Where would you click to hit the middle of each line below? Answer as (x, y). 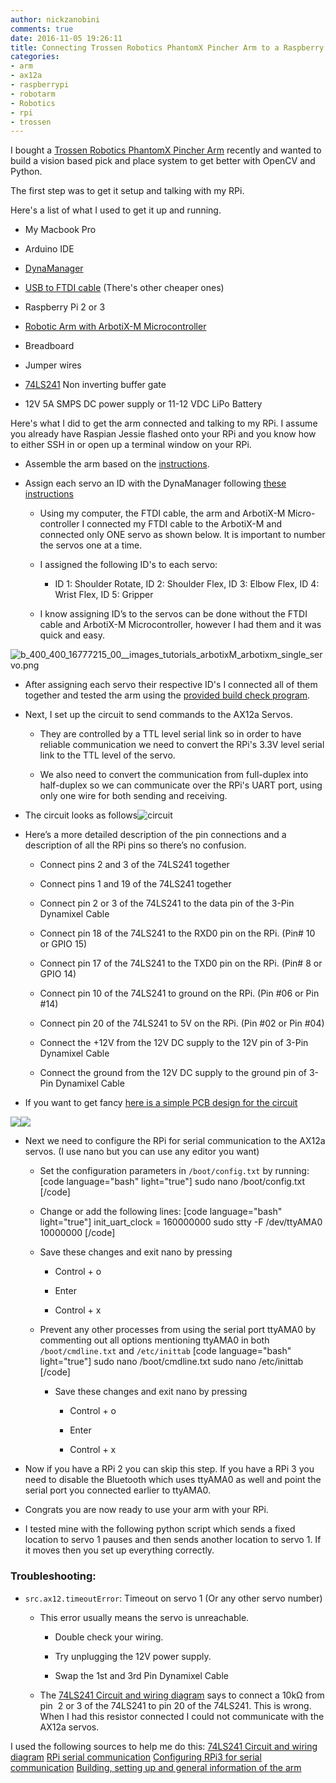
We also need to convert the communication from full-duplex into (174, 775)
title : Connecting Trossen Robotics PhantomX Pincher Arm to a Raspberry (167, 47)
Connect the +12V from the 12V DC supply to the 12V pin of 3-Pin (174, 1043)
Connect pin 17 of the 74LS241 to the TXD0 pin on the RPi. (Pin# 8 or (181, 963)
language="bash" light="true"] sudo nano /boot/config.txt (186, 1182)
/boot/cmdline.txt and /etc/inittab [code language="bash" (165, 1351)
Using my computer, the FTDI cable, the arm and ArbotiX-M (162, 513)
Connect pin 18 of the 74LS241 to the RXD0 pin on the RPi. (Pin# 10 (177, 933)
